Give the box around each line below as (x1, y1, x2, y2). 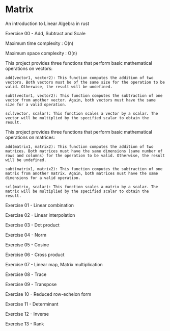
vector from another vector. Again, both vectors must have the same (5, 97, 156, 103)
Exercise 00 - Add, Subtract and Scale (5, 30, 86, 36)
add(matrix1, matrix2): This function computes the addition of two (5, 144, 154, 149)
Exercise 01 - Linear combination (5, 202, 74, 208)
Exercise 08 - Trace (5, 271, 47, 277)
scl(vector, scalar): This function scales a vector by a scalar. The (5, 111, 158, 116)
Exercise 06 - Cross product (5, 251, 65, 258)
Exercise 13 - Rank (5, 320, 44, 327)
